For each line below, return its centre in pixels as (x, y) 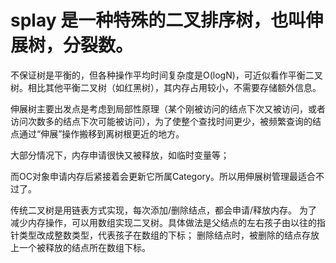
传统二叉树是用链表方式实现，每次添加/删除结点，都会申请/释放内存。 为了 (164, 210)
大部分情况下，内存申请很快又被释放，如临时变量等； (120, 155)
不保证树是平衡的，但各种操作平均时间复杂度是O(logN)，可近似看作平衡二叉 (166, 75)
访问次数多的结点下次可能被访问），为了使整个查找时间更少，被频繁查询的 (161, 121)
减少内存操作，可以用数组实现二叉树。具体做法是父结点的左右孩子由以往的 (163, 222)
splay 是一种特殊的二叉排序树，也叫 (158, 20)
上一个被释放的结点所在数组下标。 (80, 247)
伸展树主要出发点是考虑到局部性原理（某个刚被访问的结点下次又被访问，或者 (168, 108)
